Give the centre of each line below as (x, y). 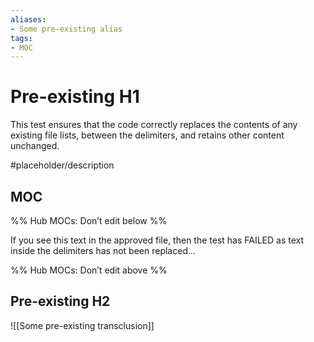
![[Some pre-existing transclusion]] (82, 325)
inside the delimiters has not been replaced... (103, 250)
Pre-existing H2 (60, 301)
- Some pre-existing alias (66, 29)
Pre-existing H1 (75, 97)
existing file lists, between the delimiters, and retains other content (147, 135)
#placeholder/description (62, 165)
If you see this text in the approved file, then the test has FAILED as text (157, 240)
